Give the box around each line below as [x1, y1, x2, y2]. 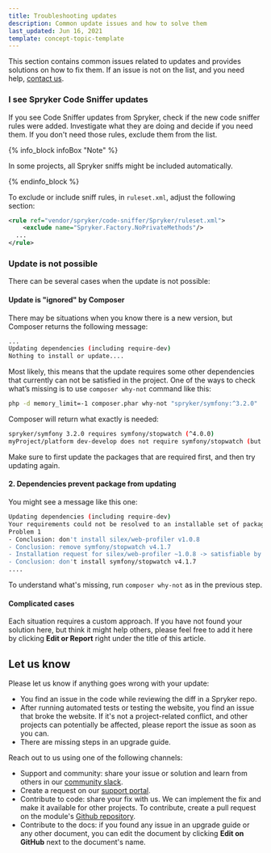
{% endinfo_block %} [8, 176, 80, 186]
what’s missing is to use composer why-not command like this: [8, 384, 211, 394]
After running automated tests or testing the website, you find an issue [19, 703, 255, 712]
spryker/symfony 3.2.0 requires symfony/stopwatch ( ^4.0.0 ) [8, 430, 215, 438]
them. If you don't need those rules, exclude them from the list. [8, 129, 218, 139]
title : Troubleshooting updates [8, 11, 117, 20]
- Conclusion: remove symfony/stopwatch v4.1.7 [8, 543, 172, 551]
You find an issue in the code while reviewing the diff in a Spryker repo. [19, 695, 257, 704]
